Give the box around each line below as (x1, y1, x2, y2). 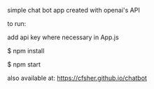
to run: (7, 20, 27, 27)
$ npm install (7, 47, 45, 55)
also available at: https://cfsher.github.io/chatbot (7, 74, 147, 82)
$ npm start (7, 60, 41, 69)
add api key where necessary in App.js (7, 33, 119, 41)
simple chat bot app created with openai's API (7, 6, 140, 14)
